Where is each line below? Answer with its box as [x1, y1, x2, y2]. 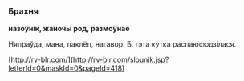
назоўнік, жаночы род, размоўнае [8, 24, 130, 34]
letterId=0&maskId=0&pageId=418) [8, 63, 125, 73]
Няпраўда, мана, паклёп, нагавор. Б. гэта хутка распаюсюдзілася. [8, 39, 237, 49]
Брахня [8, 6, 39, 17]
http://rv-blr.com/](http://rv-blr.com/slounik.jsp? [10, 55, 169, 65]
